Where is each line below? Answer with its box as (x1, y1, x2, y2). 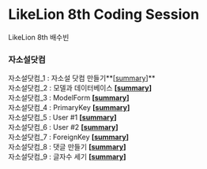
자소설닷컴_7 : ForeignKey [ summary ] (8, 132, 129, 142)
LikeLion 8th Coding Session (8, 6, 200, 24)
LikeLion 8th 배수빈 (8, 32, 70, 42)
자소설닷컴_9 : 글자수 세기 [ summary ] (8, 152, 126, 162)
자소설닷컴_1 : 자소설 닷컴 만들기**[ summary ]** (8, 73, 156, 83)
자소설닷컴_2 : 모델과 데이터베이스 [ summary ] (8, 83, 152, 93)
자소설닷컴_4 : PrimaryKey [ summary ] (8, 103, 130, 112)
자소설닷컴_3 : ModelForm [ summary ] (8, 93, 130, 103)
